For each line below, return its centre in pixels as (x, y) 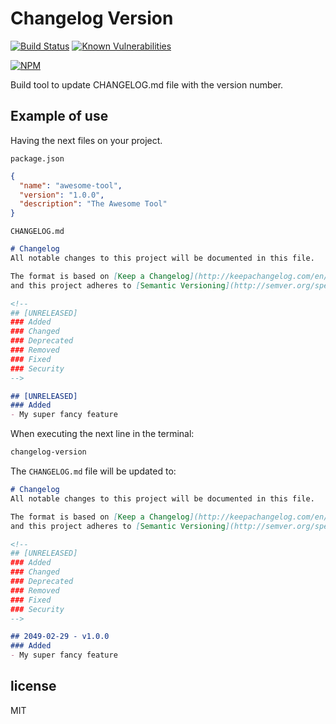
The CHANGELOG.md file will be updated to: (93, 471)
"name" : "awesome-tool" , (71, 185)
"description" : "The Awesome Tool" (93, 204)
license (33, 686)
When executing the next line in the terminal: (102, 434)
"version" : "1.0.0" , (62, 195)
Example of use (59, 116)
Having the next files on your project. (86, 140)
